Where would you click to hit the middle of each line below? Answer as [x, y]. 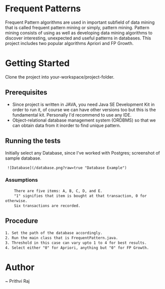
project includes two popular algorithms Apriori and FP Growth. [69, 43]
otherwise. [16, 201]
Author [20, 267]
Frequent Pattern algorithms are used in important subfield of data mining [80, 22]
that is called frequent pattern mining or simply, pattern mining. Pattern [77, 27]
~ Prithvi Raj [17, 281]
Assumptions [21, 180]
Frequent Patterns [43, 9]
